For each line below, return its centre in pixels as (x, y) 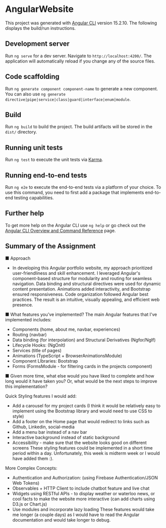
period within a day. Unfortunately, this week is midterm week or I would (86, 453)
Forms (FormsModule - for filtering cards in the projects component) (82, 366)
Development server (37, 44)
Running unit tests (34, 148)
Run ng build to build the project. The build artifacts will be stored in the (79, 127)
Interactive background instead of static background (66, 437)
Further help (25, 213)
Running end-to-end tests (46, 175)
